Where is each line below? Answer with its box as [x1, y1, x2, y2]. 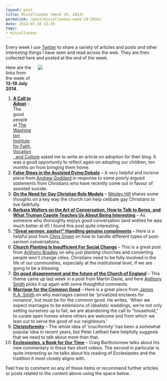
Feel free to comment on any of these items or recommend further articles [5, 365, 159, 371]
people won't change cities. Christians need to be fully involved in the [12, 255, 157, 260]
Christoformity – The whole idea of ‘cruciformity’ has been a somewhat [12, 324, 161, 330]
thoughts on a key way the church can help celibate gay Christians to [12, 196, 155, 202]
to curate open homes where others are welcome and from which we [12, 313, 155, 319]
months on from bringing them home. [12, 164, 90, 170]
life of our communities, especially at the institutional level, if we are [12, 260, 153, 266]
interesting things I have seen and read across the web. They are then [5, 49, 149, 55]
